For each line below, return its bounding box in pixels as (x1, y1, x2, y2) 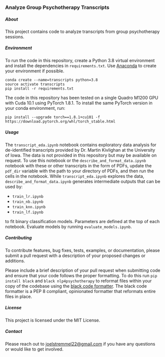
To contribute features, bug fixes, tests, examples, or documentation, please (5, 247, 160, 253)
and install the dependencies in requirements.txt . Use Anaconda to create (5, 63, 157, 68)
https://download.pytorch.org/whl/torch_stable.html (5, 119, 116, 124)
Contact (5, 328, 22, 334)
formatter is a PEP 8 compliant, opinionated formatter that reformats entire (5, 288, 156, 294)
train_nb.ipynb (12, 199, 44, 204)
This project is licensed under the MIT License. (5, 317, 100, 323)
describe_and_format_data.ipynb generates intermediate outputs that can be (5, 178, 161, 184)
